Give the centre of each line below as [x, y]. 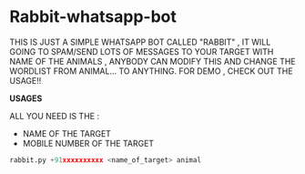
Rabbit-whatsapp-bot [93, 17]
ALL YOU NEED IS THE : [55, 116]
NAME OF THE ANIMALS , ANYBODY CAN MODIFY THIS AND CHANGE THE [152, 61]
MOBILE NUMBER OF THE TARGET [88, 143]
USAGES [26, 98]
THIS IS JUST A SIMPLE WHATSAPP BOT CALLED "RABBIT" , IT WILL [140, 42]
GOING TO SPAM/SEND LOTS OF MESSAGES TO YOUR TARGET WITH [142, 51]
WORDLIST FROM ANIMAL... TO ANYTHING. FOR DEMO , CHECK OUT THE [151, 71]
